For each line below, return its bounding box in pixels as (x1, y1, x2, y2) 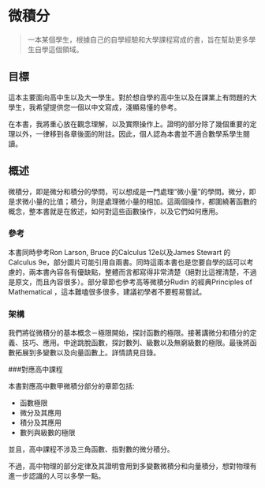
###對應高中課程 (8, 365, 63, 374)
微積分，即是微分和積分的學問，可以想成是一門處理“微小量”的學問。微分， (8, 186, 250, 196)
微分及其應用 (19, 408, 62, 418)
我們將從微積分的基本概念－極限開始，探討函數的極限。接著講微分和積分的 (8, 328, 250, 338)
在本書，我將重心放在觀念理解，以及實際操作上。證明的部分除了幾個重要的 (8, 119, 250, 129)
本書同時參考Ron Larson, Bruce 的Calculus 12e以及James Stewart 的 (8, 247, 231, 257)
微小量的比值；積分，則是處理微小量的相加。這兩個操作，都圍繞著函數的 (21, 197, 257, 206)
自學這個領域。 (34, 44, 84, 54)
